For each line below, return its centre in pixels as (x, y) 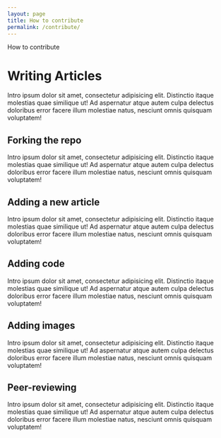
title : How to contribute (45, 21)
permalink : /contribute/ (44, 27)
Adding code (36, 264)
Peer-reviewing (42, 387)
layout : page (26, 14)
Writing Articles (55, 76)
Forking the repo (44, 140)
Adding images (41, 326)
